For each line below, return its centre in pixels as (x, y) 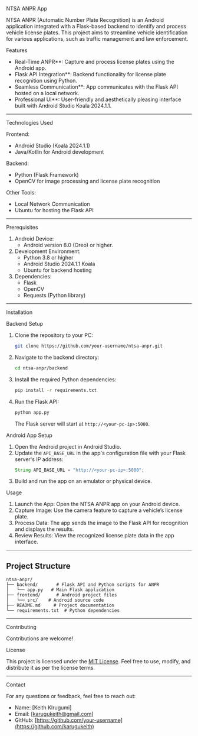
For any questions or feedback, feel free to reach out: (71, 696)
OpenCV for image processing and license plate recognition (87, 181)
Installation (19, 312)
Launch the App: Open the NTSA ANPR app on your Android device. (97, 504)
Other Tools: (21, 192)
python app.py (32, 412)
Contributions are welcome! (40, 638)
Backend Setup (24, 324)
